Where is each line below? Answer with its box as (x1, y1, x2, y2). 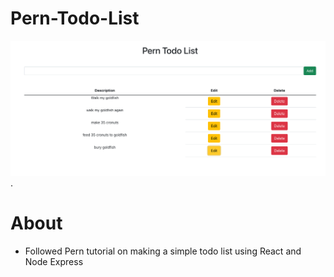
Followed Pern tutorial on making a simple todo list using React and (24, 245, 302, 257)
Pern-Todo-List (10, 7, 140, 30)
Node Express (24, 255, 84, 267)
